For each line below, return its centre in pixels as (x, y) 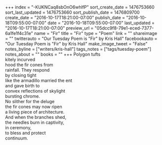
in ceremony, (18, 127)
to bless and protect (25, 133)
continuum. (17, 138)
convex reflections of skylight (35, 91)
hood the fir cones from (29, 65)
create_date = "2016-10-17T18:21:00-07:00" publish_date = (65, 18)
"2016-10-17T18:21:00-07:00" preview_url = (49, 28)
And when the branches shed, (36, 117)
